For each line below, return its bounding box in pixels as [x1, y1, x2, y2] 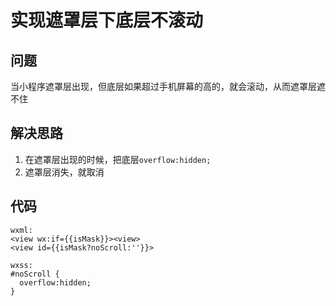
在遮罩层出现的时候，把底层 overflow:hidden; [24, 153, 212, 165]
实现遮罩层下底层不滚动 [10, 9, 204, 32]
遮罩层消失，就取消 [24, 166, 105, 178]
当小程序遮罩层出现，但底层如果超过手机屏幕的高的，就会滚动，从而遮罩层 [10, 81, 317, 92]
